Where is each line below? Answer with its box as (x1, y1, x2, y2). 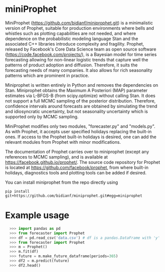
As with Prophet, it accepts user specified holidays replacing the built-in (5, 128, 152, 134)
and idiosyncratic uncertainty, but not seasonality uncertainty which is (5, 108, 148, 114)
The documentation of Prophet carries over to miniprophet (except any (5, 149, 149, 155)
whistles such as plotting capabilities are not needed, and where (5, 30, 136, 36)
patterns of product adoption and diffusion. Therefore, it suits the (5, 62, 138, 68)
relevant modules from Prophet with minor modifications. (5, 139, 121, 145)
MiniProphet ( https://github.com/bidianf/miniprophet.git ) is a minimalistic (5, 20, 153, 26)
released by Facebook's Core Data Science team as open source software (5, 46, 157, 52)
